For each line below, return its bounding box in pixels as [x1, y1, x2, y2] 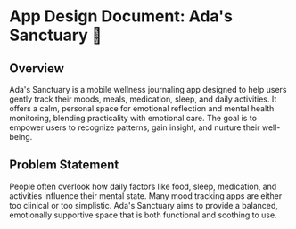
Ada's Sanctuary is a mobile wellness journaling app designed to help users [9, 85, 287, 94]
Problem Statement [9, 158, 119, 173]
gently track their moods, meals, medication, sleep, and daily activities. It [9, 94, 277, 104]
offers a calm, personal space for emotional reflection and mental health [9, 103, 275, 113]
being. [9, 132, 33, 142]
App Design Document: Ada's [9, 6, 234, 27]
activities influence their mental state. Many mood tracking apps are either [9, 190, 283, 201]
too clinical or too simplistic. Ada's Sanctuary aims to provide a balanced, [9, 200, 279, 210]
